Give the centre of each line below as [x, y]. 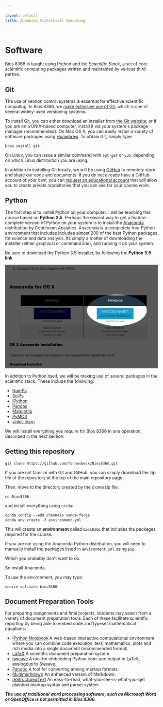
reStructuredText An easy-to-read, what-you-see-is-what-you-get [78, 680]
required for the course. [29, 534]
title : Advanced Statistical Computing [45, 20]
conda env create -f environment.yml [43, 520]
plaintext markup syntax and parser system [55, 685]
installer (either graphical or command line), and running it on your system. [80, 243]
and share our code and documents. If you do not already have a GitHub [77, 175]
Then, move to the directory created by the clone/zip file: [62, 487]
